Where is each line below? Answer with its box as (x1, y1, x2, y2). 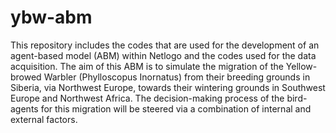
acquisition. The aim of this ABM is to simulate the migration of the (10, 60, 284, 72)
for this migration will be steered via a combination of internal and (40, 102, 312, 115)
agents (10, 102, 39, 115)
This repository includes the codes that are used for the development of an (10, 39, 320, 51)
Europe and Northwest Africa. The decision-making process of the (10, 92, 285, 104)
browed (10, 71, 42, 83)
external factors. (10, 113, 78, 125)
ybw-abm (10, 6, 93, 29)
